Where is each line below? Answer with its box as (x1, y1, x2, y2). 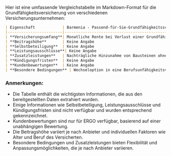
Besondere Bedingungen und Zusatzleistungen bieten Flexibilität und (12, 140, 158, 146)
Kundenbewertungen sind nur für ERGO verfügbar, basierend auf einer (12, 118, 161, 124)
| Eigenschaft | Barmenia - (5, 25, 90, 30)
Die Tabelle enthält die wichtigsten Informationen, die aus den (12, 91, 142, 97)
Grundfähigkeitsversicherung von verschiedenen (5, 10, 108, 16)
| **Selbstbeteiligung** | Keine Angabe (5, 44, 95, 49)
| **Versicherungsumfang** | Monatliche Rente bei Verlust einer (5, 34, 145, 40)
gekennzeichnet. (12, 113, 48, 119)
